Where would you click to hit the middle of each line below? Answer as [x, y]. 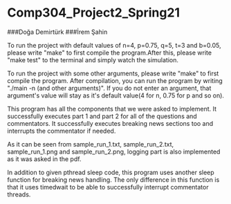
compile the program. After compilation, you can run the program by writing [115, 80]
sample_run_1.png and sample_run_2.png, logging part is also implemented [114, 151]
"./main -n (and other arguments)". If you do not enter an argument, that [109, 88]
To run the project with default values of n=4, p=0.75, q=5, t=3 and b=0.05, [114, 45]
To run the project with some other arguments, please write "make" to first [113, 73]
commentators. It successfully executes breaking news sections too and [110, 123]
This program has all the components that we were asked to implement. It [112, 109]
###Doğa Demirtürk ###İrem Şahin [57, 32]
